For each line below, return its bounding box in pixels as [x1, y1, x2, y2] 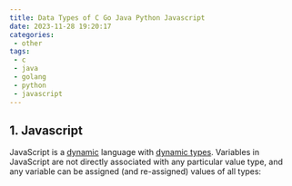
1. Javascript [9, 122, 84, 138]
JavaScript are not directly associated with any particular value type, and [9, 156, 284, 168]
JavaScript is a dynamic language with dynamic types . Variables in [9, 147, 260, 158]
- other [13, 38, 43, 48]
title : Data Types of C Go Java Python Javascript [9, 13, 206, 23]
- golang [13, 73, 47, 82]
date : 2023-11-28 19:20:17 [9, 22, 112, 31]
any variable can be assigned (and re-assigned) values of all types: [9, 166, 262, 177]
